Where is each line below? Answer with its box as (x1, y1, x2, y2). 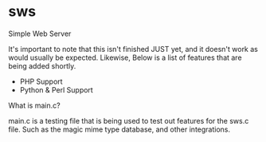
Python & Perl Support (19, 85, 93, 94)
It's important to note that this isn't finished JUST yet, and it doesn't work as (8, 44, 259, 53)
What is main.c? (8, 101, 61, 110)
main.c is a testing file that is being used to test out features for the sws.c (8, 116, 249, 125)
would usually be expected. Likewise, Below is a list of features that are (8, 53, 242, 62)
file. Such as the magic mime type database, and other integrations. (8, 124, 231, 134)
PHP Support (19, 77, 63, 86)
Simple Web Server (8, 29, 72, 38)
